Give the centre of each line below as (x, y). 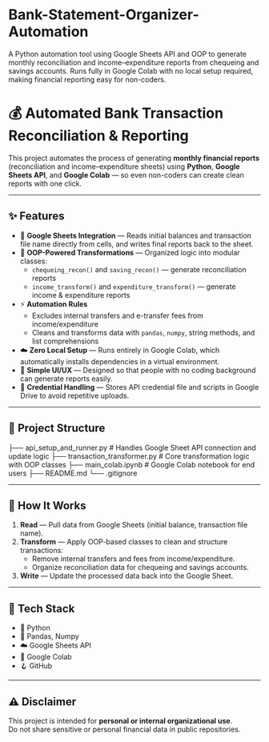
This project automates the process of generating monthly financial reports (134, 158)
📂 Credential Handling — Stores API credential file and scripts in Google (139, 387)
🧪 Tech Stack (42, 609)
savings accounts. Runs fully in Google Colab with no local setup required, (131, 70)
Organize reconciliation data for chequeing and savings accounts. (141, 568)
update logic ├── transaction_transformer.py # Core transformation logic (129, 456)
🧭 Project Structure (57, 429)
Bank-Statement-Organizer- (104, 15)
